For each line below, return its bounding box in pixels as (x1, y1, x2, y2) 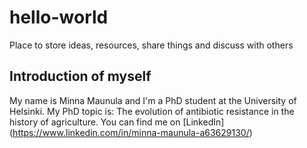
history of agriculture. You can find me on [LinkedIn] (9, 116, 225, 128)
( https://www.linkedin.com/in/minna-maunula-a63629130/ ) (9, 126, 253, 138)
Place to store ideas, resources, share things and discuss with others (9, 39, 294, 51)
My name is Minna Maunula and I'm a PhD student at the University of (9, 94, 297, 106)
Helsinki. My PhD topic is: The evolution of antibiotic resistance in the (9, 105, 295, 117)
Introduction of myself (9, 68, 152, 85)
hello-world (9, 6, 109, 29)
